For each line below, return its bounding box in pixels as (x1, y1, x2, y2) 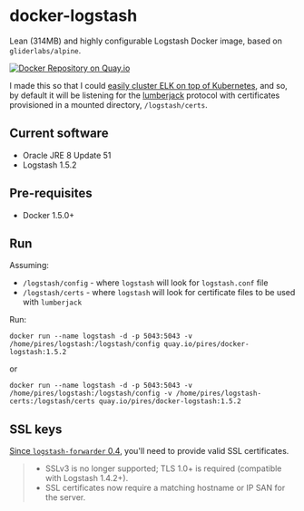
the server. (44, 492, 86, 503)
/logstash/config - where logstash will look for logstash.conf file (22, 277, 269, 288)
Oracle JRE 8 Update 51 (22, 149, 112, 160)
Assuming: (9, 260, 50, 271)
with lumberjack (22, 296, 83, 308)
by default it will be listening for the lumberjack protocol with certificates (9, 90, 280, 101)
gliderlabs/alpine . (9, 44, 82, 55)
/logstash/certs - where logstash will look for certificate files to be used (22, 287, 296, 298)
